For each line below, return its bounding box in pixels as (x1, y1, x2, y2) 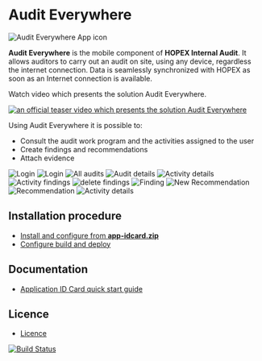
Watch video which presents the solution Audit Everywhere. (8, 89, 207, 98)
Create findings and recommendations (19, 144, 148, 154)
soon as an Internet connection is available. (8, 73, 153, 83)
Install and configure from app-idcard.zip (19, 230, 160, 240)
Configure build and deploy (19, 239, 111, 249)
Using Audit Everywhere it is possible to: (8, 120, 143, 130)
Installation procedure (8, 210, 123, 223)
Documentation (8, 263, 89, 276)
